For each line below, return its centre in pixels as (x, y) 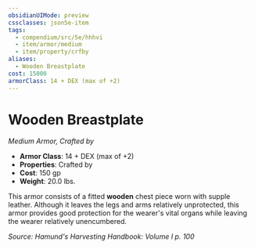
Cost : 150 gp (40, 173)
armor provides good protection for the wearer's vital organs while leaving (128, 213)
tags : (17, 30)
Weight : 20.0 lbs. (47, 182)
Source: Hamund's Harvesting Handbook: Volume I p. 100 (101, 236)
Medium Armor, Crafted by (51, 141)
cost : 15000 (27, 74)
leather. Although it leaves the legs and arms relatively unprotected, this (124, 205)
